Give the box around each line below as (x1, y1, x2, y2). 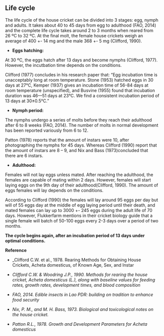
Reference (5, 247, 27, 253)
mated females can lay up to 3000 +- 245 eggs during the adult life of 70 (5, 207, 153, 213)
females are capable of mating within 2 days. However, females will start (5, 177, 151, 183)
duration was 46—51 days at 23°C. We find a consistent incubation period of (5, 92, 160, 98)
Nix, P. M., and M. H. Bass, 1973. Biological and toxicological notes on (12, 306, 154, 312)
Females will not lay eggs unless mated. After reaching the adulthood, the (5, 172, 153, 178)
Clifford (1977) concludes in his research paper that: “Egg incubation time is (5, 71, 158, 78)
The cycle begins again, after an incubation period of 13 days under (5, 232, 145, 238)
